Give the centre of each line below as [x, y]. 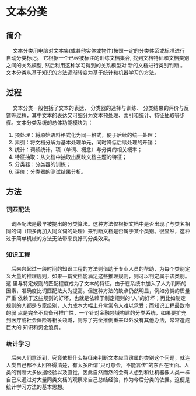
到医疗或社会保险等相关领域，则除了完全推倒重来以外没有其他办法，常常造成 [98, 320]
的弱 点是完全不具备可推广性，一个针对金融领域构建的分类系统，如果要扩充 [96, 312]
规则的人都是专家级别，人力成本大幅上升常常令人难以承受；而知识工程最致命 [98, 305]
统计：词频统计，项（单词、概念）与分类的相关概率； [78, 149]
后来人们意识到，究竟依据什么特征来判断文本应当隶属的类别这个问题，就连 [101, 358]
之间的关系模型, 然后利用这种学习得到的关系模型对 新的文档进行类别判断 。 [96, 65]
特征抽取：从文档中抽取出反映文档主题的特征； [71, 157]
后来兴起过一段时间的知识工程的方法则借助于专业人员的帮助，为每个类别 [98, 268]
